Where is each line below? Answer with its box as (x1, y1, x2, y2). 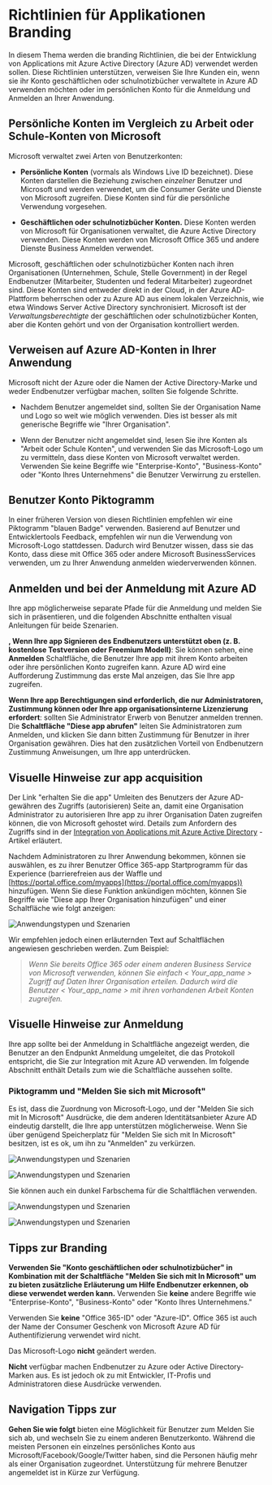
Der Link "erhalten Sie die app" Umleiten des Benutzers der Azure (8, 792, 229, 802)
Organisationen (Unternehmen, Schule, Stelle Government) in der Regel (8, 267, 248, 278)
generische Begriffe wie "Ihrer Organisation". (19, 419, 171, 429)
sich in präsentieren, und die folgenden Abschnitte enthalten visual (8, 612, 232, 622)
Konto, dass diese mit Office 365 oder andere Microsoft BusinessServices (8, 550, 256, 559)
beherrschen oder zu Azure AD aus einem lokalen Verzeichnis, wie (40, 293, 265, 303)
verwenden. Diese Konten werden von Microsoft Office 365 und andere (19, 234, 260, 244)
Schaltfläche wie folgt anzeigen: (8, 904, 116, 913)
